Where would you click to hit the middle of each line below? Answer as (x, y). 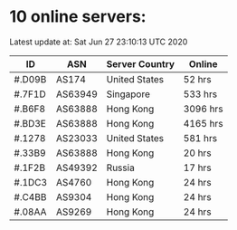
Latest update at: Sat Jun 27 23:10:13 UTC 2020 (99, 42)
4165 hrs (203, 123)
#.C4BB (30, 196)
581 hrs (200, 138)
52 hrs (197, 79)
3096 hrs (203, 109)
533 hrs (200, 94)
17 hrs (197, 168)
